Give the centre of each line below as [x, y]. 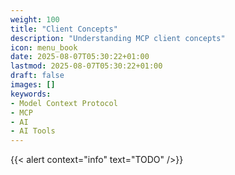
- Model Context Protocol [64, 103]
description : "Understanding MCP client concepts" [118, 38]
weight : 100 [35, 19]
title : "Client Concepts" [64, 29]
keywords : [31, 94]
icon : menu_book [44, 47]
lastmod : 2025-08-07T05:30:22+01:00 [86, 66]
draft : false [37, 76]
